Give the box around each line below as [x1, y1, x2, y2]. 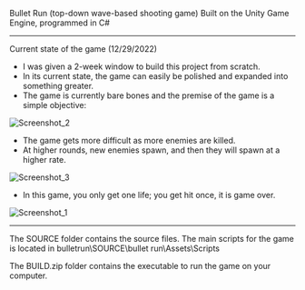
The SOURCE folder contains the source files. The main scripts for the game [9, 234, 295, 244]
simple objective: [22, 100, 87, 110]
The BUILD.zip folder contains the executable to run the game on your [9, 261, 271, 271]
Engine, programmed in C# [9, 17, 111, 28]
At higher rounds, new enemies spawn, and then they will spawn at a [22, 145, 280, 155]
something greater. [22, 81, 93, 91]
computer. [9, 270, 48, 281]
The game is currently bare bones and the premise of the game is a [22, 90, 275, 101]
